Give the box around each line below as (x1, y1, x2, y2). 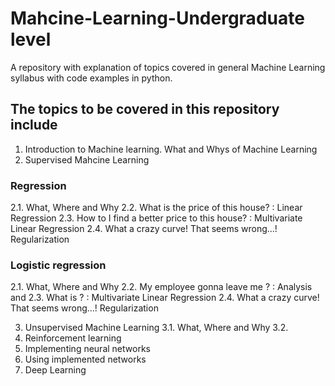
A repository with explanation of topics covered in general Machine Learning (10, 61, 326, 73)
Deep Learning (24, 364, 87, 376)
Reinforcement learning (24, 332, 122, 344)
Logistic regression (10, 258, 107, 272)
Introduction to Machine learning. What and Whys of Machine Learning (24, 143, 318, 155)
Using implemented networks (24, 353, 147, 366)
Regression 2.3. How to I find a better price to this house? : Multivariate (10, 212, 303, 224)
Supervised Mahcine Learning (24, 153, 150, 166)
